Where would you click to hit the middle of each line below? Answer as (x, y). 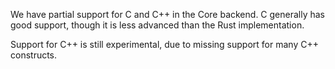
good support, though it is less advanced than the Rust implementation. (157, 25)
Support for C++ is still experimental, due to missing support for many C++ (164, 44)
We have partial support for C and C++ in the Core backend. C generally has (168, 14)
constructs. (34, 55)
